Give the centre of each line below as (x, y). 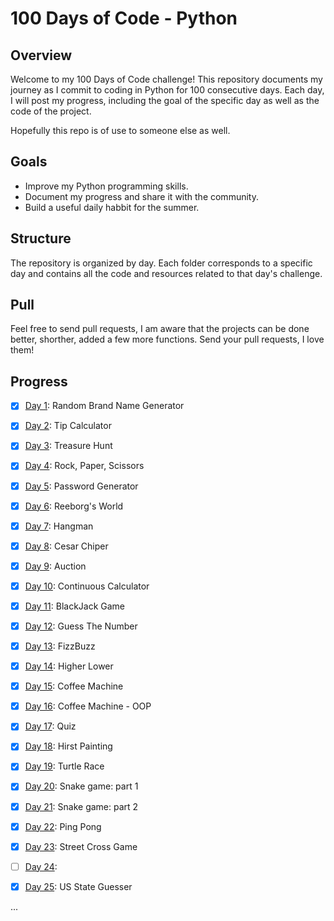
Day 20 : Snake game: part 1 (81, 786)
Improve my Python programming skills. (106, 186)
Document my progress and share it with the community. (141, 196)
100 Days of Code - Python (124, 18)
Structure (41, 238)
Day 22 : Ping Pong (63, 826)
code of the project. (51, 111)
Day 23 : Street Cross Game (81, 846)
